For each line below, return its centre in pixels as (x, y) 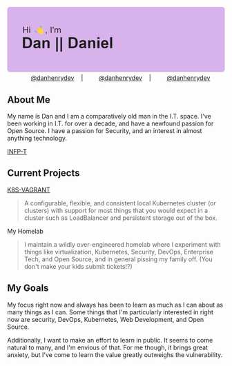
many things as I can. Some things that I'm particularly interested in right (110, 312)
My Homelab (25, 231)
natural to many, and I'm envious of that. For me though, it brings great (108, 347)
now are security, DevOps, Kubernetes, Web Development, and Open (106, 319)
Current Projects (43, 173)
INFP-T (17, 151)
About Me (29, 100)
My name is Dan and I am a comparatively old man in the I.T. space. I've (109, 116)
